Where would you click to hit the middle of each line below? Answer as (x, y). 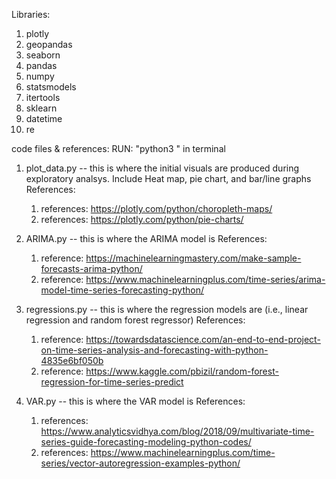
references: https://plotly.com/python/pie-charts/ (142, 219)
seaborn (43, 55)
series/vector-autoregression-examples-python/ (140, 463)
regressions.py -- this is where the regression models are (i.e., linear (167, 309)
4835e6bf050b (72, 360)
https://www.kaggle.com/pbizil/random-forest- (182, 371)
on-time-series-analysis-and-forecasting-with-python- (154, 350)
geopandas (49, 44)
